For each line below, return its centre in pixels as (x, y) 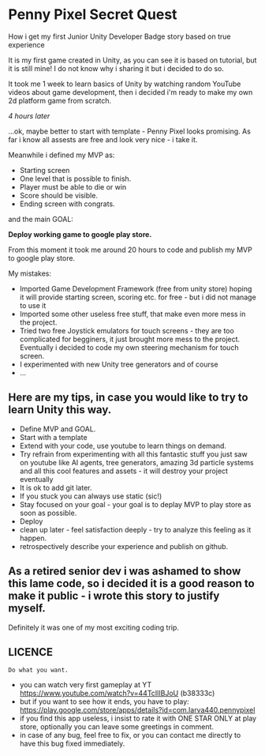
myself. (27, 609)
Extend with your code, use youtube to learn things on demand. (123, 446)
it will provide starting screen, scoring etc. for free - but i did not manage (138, 297)
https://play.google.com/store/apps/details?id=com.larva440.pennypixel (137, 710)
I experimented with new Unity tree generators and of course (119, 364)
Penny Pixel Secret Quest (93, 15)
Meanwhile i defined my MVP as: (62, 155)
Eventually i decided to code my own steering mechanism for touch (129, 347)
